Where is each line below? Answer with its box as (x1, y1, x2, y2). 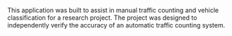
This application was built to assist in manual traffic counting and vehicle (7, 6, 219, 14)
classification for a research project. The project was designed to (7, 13, 197, 22)
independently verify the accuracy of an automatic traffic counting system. (7, 21, 226, 29)
